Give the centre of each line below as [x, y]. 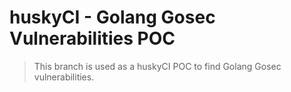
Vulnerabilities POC [92, 38]
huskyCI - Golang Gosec [112, 17]
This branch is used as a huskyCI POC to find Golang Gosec [157, 66]
